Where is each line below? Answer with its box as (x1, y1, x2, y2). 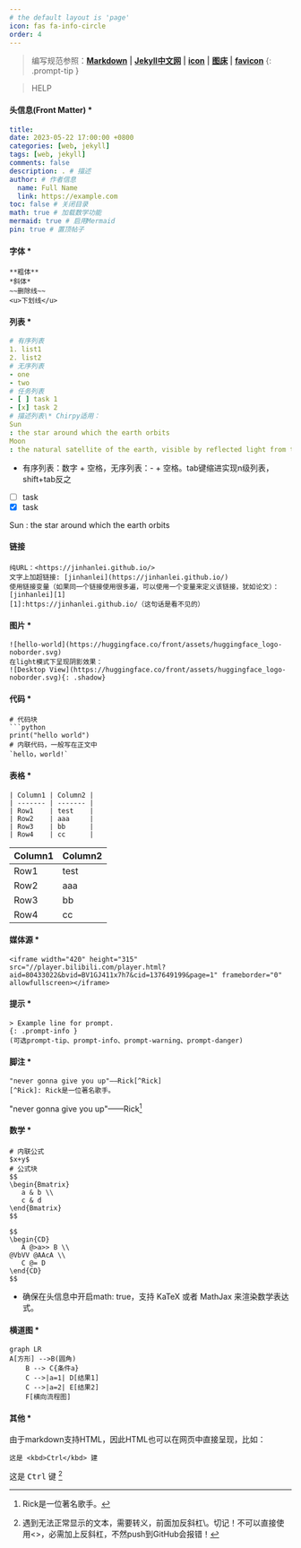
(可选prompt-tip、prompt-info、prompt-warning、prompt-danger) (9, 1036, 244, 1045)
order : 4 (9, 30, 42, 39)
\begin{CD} (9, 1235, 50, 1244)
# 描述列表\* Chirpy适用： (9, 411, 100, 421)
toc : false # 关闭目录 (9, 200, 89, 209)
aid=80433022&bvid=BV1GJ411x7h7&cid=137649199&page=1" (9, 970, 219, 980)
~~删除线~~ (9, 287, 47, 296)
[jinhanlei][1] (9, 590, 66, 599)
